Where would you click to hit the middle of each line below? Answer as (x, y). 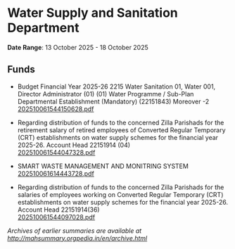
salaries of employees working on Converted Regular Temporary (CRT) (120, 194)
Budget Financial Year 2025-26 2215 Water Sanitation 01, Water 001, (116, 87)
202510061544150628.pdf (56, 109)
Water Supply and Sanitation (93, 13)
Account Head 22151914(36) (58, 210)
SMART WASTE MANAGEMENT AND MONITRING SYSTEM (103, 166)
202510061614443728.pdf (56, 173)
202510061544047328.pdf (56, 152)
